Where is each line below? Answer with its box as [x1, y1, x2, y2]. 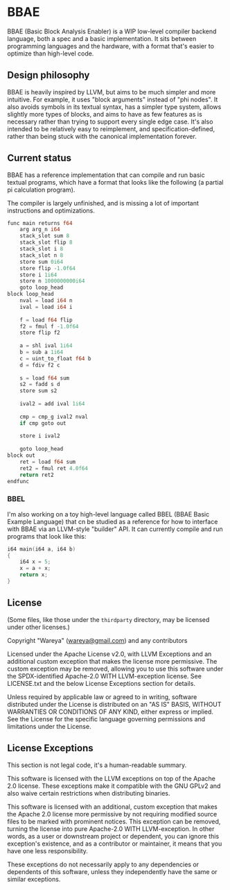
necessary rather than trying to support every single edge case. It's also [7, 117, 213, 126]
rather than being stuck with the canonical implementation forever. [7, 132, 197, 140]
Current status [7, 152, 71, 164]
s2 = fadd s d [19, 381, 60, 388]
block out [7, 452, 36, 459]
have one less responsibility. [7, 846, 89, 855]
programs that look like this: [7, 532, 87, 540]
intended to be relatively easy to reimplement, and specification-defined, [7, 124, 215, 133]
